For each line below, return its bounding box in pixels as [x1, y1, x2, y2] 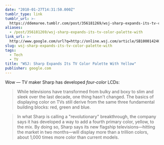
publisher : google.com [5, 66, 51, 71]
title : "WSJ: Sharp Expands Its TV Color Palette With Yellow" [5, 61, 137, 66]
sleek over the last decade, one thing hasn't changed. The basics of [17, 94, 154, 100]
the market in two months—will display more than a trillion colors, [17, 129, 149, 135]
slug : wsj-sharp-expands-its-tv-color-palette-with [5, 43, 112, 48]
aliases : [5, 25, 23, 30]
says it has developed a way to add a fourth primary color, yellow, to [17, 119, 154, 125]
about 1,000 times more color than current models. [17, 134, 120, 140]
